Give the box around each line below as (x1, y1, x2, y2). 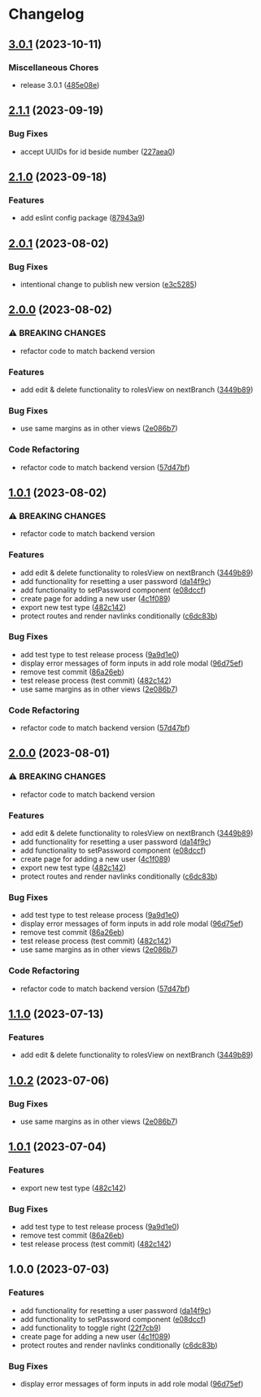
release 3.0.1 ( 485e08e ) (20, 80, 100, 89)
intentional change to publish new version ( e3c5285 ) (20, 279, 198, 289)
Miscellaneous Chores (8, 62, 99, 73)
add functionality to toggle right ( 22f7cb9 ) (20, 1323, 161, 1333)
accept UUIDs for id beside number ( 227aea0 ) (20, 146, 176, 156)
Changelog (8, 5, 85, 24)
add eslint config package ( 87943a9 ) (20, 213, 146, 223)
